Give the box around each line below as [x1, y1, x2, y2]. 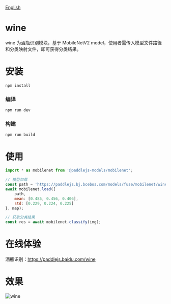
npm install [5, 83, 31, 88]
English [5, 5, 21, 10]
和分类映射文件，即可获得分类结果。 [5, 46, 81, 52]
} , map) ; [5, 206, 24, 211]
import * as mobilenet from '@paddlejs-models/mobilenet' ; [5, 168, 133, 173]
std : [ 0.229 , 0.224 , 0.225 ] [14, 201, 74, 206]
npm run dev [5, 108, 31, 113]
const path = [5, 182, 33, 187]
